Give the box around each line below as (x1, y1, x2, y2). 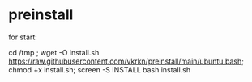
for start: (8, 32, 38, 42)
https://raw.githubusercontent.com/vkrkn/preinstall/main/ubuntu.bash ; (8, 56, 245, 66)
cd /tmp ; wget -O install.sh (8, 47, 100, 57)
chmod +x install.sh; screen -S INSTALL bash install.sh (8, 64, 191, 74)
